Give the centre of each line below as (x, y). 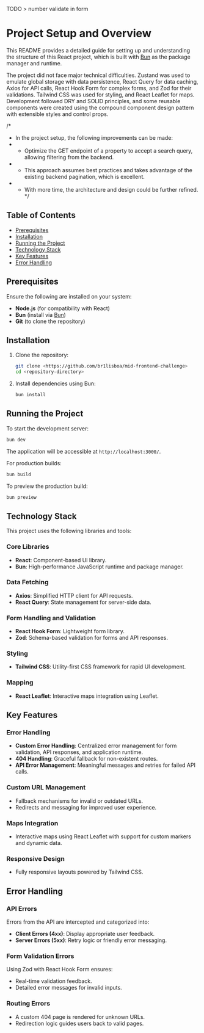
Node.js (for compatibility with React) (62, 308)
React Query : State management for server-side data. (83, 602)
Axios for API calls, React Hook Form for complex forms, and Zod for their (99, 88)
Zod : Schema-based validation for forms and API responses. (91, 638)
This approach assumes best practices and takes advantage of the (108, 170)
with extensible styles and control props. (57, 114)
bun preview (21, 497)
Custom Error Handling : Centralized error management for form (96, 746)
